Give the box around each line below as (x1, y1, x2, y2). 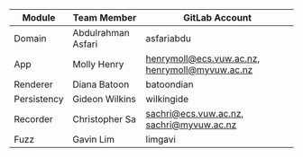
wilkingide (145, 93, 189, 105)
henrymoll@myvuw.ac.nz (145, 64, 253, 75)
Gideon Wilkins (71, 93, 137, 105)
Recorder (14, 113, 54, 125)
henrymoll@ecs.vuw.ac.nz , (145, 53, 261, 65)
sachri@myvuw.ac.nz (145, 118, 237, 131)
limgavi (145, 134, 176, 145)
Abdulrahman (71, 27, 130, 39)
